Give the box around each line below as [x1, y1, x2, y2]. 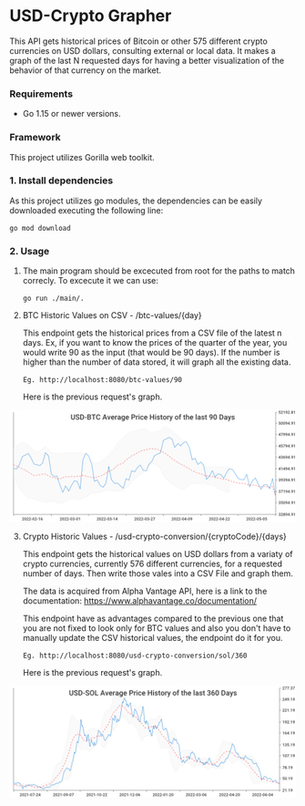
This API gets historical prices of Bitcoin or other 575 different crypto [9, 36, 269, 46]
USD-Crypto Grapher [9, 5, 172, 26]
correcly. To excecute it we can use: [22, 275, 159, 286]
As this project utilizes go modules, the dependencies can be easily [9, 195, 262, 206]
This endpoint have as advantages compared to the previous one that [22, 613, 284, 624]
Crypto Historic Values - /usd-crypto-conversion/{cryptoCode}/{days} [22, 531, 287, 542]
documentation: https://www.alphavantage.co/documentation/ [22, 595, 258, 606]
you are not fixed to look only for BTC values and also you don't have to [22, 623, 291, 634]
